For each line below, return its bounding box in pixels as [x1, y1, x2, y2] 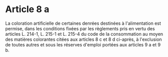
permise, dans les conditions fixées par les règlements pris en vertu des [5, 25, 155, 31]
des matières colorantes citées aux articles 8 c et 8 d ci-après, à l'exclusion [5, 36, 162, 42]
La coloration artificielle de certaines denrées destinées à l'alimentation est [5, 20, 161, 26]
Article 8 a [5, 4, 49, 15]
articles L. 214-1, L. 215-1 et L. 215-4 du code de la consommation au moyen [5, 31, 163, 37]
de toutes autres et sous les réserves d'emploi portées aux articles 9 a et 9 [5, 41, 161, 47]
